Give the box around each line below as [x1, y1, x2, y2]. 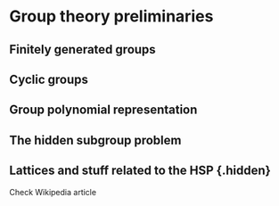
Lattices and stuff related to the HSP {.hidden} [9, 163, 272, 178]
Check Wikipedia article [9, 186, 96, 197]
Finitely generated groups [9, 42, 156, 57]
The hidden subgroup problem [9, 132, 182, 148]
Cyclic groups [9, 71, 89, 87]
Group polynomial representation [9, 103, 198, 118]
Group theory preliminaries [9, 6, 214, 27]
